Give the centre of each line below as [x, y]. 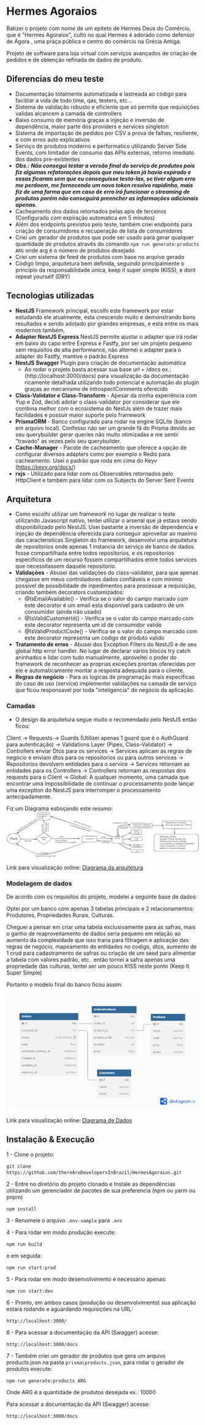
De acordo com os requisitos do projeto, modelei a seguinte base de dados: [102, 897]
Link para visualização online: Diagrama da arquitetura [75, 867]
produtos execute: [29, 1369]
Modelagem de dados [39, 883]
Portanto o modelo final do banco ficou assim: [65, 985]
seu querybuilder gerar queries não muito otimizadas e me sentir [97, 434]
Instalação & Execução [50, 1140]
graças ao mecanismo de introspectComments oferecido [96, 388]
